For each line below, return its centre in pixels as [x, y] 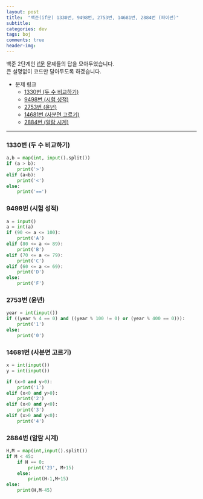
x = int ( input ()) [28, 365]
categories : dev [27, 29]
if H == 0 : [31, 462]
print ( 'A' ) [31, 238]
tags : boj [19, 35]
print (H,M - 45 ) [35, 491]
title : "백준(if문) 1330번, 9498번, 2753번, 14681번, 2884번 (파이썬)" [93, 18]
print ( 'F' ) [31, 283]
